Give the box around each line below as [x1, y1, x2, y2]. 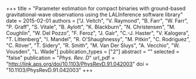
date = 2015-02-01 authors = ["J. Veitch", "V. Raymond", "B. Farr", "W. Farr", [6, 17, 188, 24]
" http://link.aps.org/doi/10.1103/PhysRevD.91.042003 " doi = [6, 60, 149, 67]
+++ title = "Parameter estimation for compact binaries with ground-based [6, 5, 186, 12]
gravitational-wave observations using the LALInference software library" [6, 11, 183, 18]
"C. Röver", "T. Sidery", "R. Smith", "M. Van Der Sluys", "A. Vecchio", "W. [6, 42, 180, 49]
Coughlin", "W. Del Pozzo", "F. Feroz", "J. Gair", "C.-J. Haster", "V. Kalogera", [6, 30, 190, 37]
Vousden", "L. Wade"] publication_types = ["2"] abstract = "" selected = [6, 48, 180, 55]
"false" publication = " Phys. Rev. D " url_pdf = [6, 55, 115, 61]
